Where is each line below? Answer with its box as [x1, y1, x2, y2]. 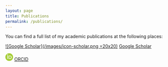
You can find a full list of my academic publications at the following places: [5, 33, 163, 40]
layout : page [5, 8, 33, 13]
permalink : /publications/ [5, 19, 63, 24]
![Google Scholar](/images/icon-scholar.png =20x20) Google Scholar [5, 43, 152, 49]
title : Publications [5, 13, 50, 19]
